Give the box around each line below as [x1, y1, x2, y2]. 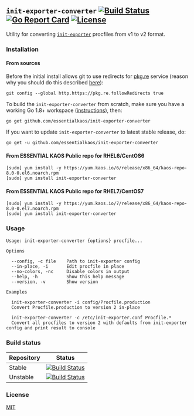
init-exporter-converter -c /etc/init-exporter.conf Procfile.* [11, 315, 172, 320]
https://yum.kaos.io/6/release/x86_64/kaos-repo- [63, 165, 188, 171]
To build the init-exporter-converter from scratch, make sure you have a [6, 100, 185, 107]
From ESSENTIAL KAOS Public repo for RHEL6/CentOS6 [6, 152, 145, 159]
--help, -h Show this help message [11, 274, 125, 279]
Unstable [9, 373, 34, 381]
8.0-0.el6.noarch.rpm [6, 171, 59, 176]
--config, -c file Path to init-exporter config [11, 258, 141, 264]
